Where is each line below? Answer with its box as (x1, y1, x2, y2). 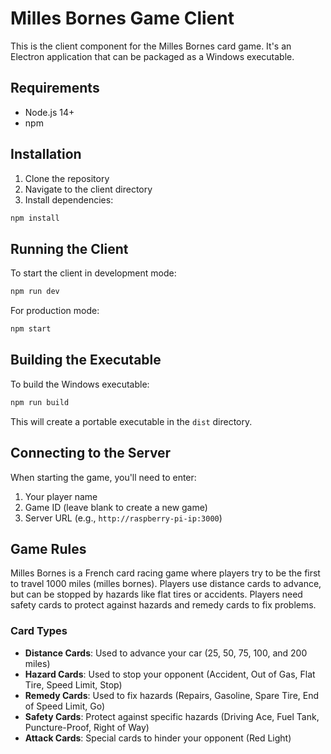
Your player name (24, 490, 98, 502)
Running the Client (10, 240, 129, 257)
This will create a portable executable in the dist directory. (10, 415, 253, 427)
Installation (10, 146, 82, 163)
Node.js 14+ (24, 106, 75, 118)
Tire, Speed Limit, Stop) (24, 678, 123, 691)
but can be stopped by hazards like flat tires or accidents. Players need (10, 588, 303, 601)
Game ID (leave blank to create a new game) (24, 501, 208, 513)
